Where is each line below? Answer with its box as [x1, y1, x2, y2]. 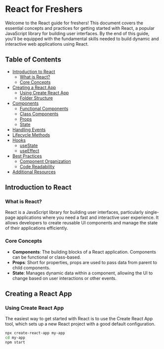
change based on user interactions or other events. [12, 275, 117, 281]
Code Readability [19, 163, 55, 169]
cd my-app [5, 335, 26, 341]
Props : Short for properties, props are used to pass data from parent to [12, 259, 157, 265]
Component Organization [19, 158, 71, 164]
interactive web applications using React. [5, 41, 89, 47]
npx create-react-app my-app [5, 331, 65, 336]
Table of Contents [5, 56, 62, 64]
